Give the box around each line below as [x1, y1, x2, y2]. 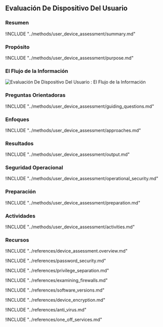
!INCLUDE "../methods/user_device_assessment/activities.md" [5, 224, 135, 230]
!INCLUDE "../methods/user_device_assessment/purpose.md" [5, 55, 134, 61]
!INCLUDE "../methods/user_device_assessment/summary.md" [5, 30, 136, 37]
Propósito [5, 43, 30, 50]
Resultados [5, 140, 34, 147]
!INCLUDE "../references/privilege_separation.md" [5, 268, 110, 274]
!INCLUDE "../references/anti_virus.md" [5, 307, 87, 313]
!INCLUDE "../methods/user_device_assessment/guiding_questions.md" [5, 103, 154, 109]
